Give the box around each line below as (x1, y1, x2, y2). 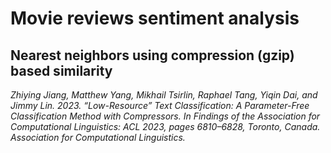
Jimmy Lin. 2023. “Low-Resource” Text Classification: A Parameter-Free (10, 100, 310, 111)
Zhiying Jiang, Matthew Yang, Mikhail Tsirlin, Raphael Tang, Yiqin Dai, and (10, 89, 318, 101)
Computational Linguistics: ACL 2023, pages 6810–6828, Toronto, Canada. (10, 121, 321, 132)
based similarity (10, 62, 113, 79)
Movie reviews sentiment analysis (10, 7, 300, 30)
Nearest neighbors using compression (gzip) (10, 47, 295, 64)
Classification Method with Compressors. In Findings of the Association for (10, 110, 321, 122)
